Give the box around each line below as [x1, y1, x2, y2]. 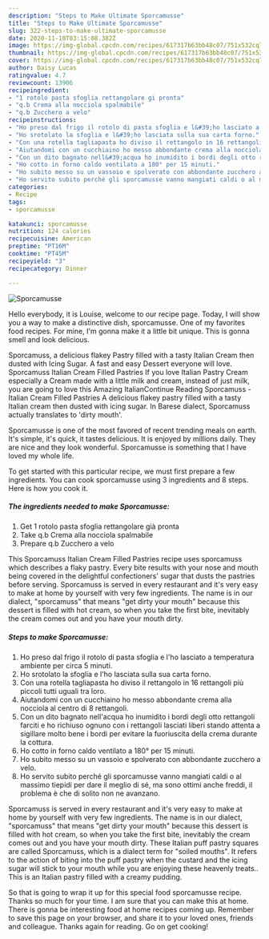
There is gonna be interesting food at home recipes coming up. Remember [8, 905, 255, 914]
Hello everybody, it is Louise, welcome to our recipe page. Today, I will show [8, 309, 260, 319]
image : [8, 42, 30, 50]
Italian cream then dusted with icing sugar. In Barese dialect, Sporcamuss [8, 401, 251, 411]
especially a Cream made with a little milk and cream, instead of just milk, [8, 376, 251, 385]
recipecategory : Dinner [8, 264, 88, 272]
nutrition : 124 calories [8, 228, 91, 236]
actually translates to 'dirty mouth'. [8, 409, 122, 419]
